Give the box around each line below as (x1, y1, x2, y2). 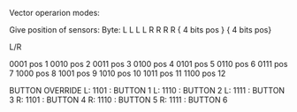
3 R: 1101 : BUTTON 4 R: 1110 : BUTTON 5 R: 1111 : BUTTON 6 (9, 94, 228, 105)
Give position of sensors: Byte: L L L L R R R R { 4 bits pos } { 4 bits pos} (9, 25, 272, 34)
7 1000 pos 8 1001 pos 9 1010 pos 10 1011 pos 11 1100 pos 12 (9, 68, 226, 78)
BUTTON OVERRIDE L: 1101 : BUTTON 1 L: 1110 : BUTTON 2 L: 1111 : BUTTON (9, 86, 286, 95)
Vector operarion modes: (9, 8, 100, 18)
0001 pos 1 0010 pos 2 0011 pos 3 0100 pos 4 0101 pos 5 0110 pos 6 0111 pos (9, 59, 288, 69)
